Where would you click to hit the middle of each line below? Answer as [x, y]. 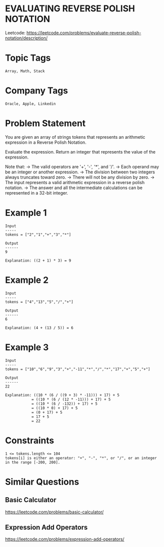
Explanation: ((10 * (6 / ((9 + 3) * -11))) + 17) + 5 [62, 395]
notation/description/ [27, 38]
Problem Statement [45, 123]
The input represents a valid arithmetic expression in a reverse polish [75, 182]
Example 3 [27, 347]
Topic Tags [28, 58]
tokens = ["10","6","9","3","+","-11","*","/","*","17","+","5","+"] [78, 369]
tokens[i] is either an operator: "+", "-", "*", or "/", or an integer [81, 458]
